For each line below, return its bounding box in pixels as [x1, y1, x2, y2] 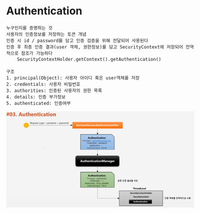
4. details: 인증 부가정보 [6, 94, 66, 100]
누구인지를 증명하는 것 [6, 25, 53, 31]
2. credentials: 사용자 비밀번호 [6, 81, 81, 87]
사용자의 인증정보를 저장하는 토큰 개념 [6, 31, 87, 37]
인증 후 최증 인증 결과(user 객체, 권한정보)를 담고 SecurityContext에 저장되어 [6, 44, 183, 50]
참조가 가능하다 [20, 50, 53, 56]
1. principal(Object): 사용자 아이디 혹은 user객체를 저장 [6, 75, 140, 81]
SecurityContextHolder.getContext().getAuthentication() [17, 56, 162, 62]
